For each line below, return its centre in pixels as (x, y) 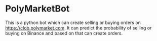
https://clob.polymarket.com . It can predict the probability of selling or (78, 27)
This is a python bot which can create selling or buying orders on (73, 22)
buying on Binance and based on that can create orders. (64, 33)
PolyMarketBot (37, 9)
